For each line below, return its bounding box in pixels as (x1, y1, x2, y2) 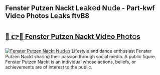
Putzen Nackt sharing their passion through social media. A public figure (5, 54, 155, 59)
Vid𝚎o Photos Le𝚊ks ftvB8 (5, 12, 89, 20)
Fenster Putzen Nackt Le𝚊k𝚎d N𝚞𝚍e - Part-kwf (5, 4, 155, 12)
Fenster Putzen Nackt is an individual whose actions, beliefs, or (5, 59, 136, 65)
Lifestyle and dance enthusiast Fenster (71, 48, 152, 54)
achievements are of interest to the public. (5, 64, 93, 70)
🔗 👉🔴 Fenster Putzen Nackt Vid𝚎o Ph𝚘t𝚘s (5, 32, 140, 41)
